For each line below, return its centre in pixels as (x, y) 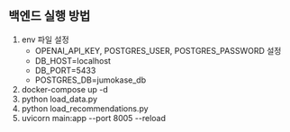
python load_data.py (59, 99)
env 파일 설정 (45, 40)
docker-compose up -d (65, 89)
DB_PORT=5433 (65, 70)
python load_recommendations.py (85, 108)
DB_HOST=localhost (73, 60)
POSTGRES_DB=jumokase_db (90, 80)
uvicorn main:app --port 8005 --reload (94, 118)
